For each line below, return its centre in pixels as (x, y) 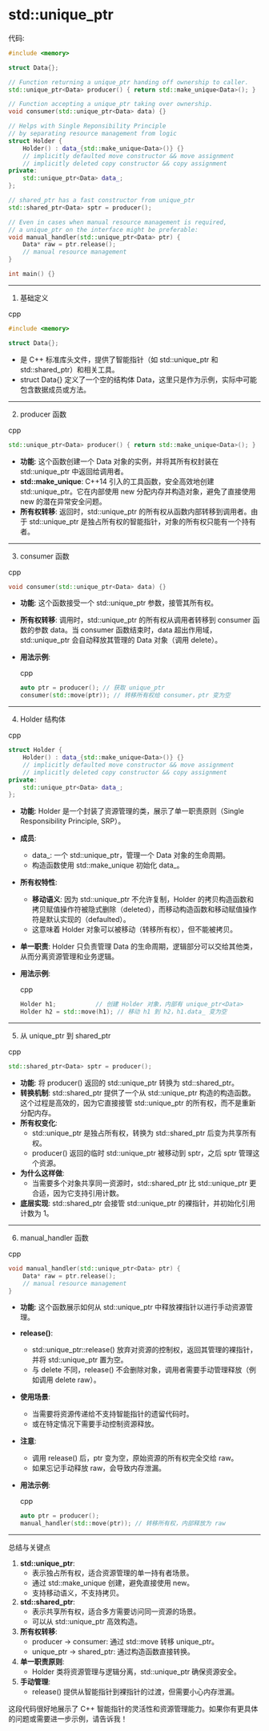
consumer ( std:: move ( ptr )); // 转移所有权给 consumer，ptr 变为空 (125, 696)
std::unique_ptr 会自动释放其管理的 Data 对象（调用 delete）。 (121, 640)
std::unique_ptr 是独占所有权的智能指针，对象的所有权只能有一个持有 (143, 521)
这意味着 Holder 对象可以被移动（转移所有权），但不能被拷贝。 (134, 929)
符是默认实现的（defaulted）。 (81, 920)
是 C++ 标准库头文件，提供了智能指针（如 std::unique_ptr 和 (119, 360)
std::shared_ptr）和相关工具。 (69, 369)
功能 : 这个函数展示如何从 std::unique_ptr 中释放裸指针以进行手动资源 (133, 1307)
